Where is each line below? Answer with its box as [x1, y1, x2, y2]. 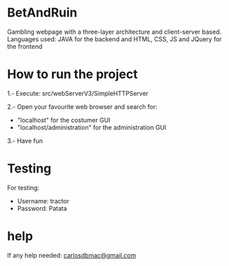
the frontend [7, 42, 43, 50]
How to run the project [7, 67, 138, 82]
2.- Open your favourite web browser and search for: [7, 102, 158, 111]
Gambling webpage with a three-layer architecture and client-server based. [7, 28, 222, 36]
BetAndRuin [7, 5, 78, 21]
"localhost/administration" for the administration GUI [17, 123, 167, 132]
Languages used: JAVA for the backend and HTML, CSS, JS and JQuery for [7, 34, 222, 43]
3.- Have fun [7, 136, 43, 145]
